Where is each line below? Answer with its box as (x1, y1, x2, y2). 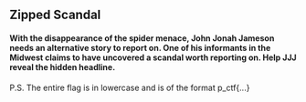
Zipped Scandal (9, 7, 101, 23)
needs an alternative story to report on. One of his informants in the (9, 42, 271, 53)
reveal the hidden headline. (9, 61, 116, 72)
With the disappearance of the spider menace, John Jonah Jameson (9, 32, 275, 44)
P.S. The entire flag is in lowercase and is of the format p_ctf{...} (9, 82, 250, 93)
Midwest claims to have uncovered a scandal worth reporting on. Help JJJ (9, 52, 297, 63)
